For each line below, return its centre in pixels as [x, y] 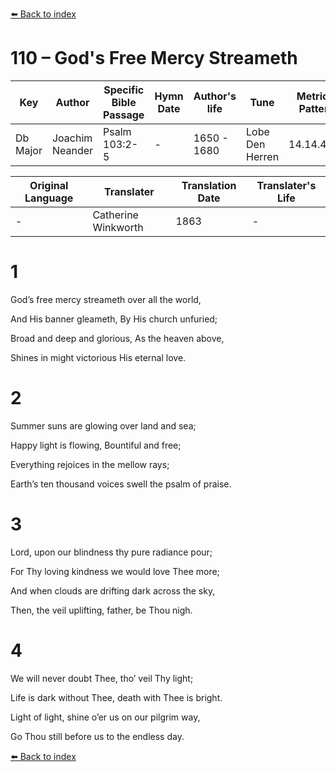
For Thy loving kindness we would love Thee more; [115, 571]
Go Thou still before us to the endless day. [97, 736]
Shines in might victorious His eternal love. [98, 357]
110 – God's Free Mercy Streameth [154, 58]
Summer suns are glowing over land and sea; [103, 425]
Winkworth [118, 227]
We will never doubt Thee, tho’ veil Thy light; [102, 678]
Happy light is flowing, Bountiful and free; [96, 445]
